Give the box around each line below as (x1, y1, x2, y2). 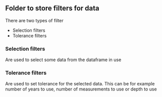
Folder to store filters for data (5, 4, 99, 13)
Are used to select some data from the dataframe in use (5, 57, 122, 63)
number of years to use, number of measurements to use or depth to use (5, 86, 157, 92)
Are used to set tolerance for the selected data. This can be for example (5, 81, 155, 87)
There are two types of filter (5, 17, 64, 23)
